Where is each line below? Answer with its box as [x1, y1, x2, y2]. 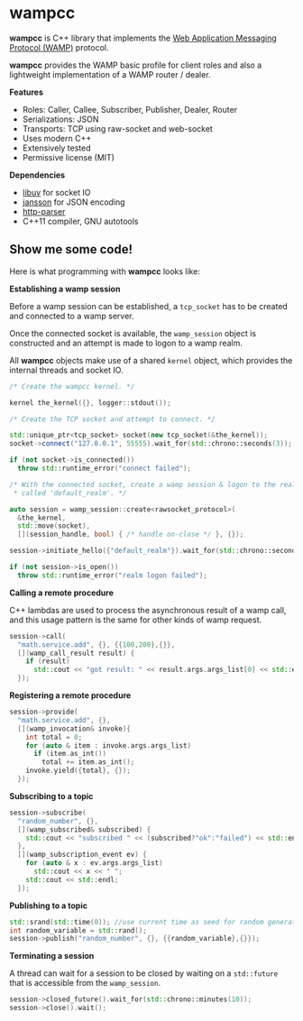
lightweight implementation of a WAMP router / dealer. [9, 69, 211, 79]
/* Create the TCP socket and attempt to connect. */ [9, 414, 216, 424]
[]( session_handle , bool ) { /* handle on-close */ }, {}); [17, 530, 244, 539]
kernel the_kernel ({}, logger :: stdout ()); [9, 398, 171, 408]
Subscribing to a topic [9, 790, 94, 801]
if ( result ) [25, 657, 70, 666]
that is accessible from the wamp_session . [9, 978, 161, 989]
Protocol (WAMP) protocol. [9, 41, 110, 52]
